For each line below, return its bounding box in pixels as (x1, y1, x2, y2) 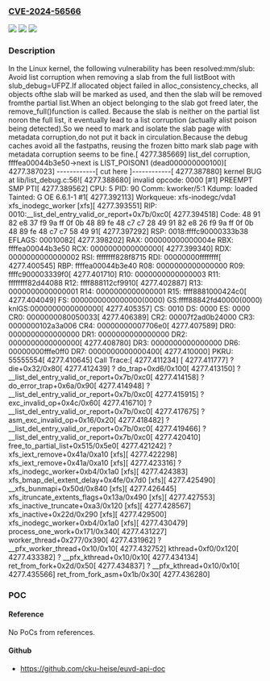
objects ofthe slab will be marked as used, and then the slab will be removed (8, 89, 263, 98)
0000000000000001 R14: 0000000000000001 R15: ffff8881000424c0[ (8, 286, 247, 296)
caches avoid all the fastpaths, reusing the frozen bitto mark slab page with (8, 140, 259, 150)
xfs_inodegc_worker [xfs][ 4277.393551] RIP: (8, 200, 157, 211)
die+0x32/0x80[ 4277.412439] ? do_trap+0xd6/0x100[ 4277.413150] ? (8, 363, 241, 373)
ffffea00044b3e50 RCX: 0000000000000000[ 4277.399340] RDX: (8, 244, 232, 253)
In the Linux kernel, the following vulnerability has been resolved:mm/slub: (8, 63, 255, 73)
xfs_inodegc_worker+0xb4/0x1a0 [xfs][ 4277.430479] (8, 518, 188, 528)
